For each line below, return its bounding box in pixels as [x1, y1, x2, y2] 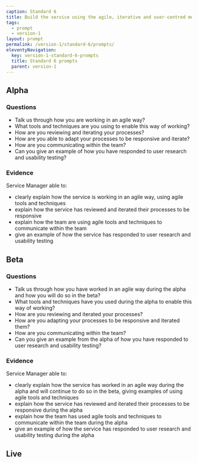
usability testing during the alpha [14, 432, 94, 439]
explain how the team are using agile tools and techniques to [14, 219, 162, 226]
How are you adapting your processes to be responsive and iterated [14, 317, 180, 324]
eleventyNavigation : [6, 47, 57, 53]
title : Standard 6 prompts [11, 58, 78, 64]
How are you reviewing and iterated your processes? [14, 311, 143, 318]
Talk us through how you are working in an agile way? [14, 116, 146, 124]
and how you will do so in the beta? [14, 292, 101, 299]
